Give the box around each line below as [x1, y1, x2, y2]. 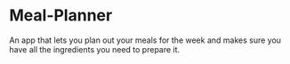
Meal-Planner [9, 5, 113, 26]
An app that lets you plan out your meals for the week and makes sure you [9, 35, 282, 45]
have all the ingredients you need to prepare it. [9, 44, 181, 54]
